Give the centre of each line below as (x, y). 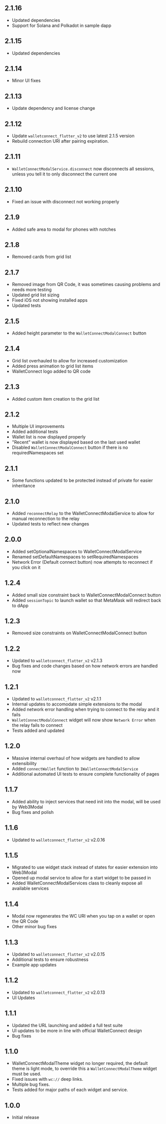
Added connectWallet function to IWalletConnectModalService (75, 769)
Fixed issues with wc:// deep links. (47, 1079)
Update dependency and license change (53, 108)
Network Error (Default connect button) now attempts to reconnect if (82, 562)
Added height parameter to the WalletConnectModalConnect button (79, 333)
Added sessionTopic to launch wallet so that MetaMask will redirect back (86, 600)
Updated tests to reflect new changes (50, 524)
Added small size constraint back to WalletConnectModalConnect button (86, 595)
